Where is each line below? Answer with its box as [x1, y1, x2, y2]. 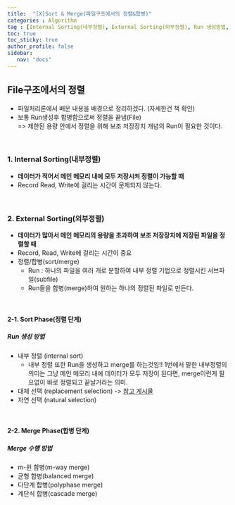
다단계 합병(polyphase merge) [17, 480, 103, 490]
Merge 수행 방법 [7, 444, 53, 452]
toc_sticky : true [7, 37, 58, 44]
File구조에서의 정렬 [7, 84, 86, 96]
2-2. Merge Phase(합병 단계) [7, 427, 90, 435]
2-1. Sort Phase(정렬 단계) [7, 315, 82, 323]
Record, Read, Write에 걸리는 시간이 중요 [17, 249, 132, 257]
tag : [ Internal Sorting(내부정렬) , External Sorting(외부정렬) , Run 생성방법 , [7, 23, 229, 30]
